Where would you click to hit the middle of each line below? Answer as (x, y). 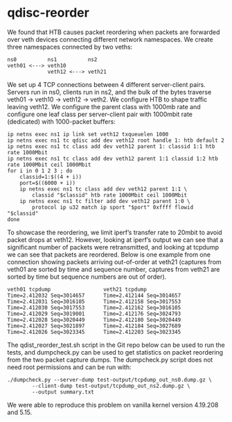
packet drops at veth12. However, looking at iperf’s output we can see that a (115, 240)
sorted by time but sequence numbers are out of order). (87, 277)
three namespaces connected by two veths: (70, 47)
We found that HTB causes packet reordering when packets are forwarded (114, 32)
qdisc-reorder (48, 13)
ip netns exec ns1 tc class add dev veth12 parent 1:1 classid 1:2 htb (113, 159)
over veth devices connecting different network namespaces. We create (110, 39)
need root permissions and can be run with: (69, 367)
